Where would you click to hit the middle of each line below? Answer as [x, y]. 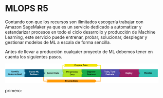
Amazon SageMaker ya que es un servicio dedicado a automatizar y [73, 27]
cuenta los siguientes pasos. [34, 56]
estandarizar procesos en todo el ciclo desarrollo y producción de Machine [80, 32]
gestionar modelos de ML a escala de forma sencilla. [58, 42]
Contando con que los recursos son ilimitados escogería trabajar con [74, 22]
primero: [14, 90]
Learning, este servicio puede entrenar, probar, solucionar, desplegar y [76, 37]
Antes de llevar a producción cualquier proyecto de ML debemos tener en [79, 52]
